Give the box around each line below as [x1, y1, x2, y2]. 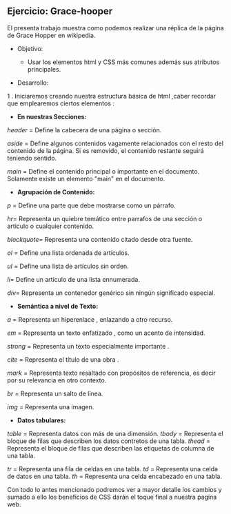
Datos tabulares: [17, 416, 66, 424]
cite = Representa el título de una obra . [7, 355, 119, 364]
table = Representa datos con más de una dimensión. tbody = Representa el [7, 429, 223, 438]
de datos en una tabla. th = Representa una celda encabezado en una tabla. [7, 472, 223, 480]
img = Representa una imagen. [7, 402, 94, 411]
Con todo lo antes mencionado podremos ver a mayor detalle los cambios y [7, 485, 222, 493]
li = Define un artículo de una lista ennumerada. [7, 275, 140, 283]
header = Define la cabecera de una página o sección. [7, 125, 162, 134]
